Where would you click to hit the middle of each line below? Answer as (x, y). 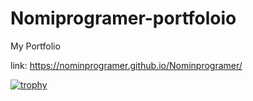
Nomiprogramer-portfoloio (123, 18)
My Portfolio (35, 46)
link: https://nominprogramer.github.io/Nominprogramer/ (126, 65)
